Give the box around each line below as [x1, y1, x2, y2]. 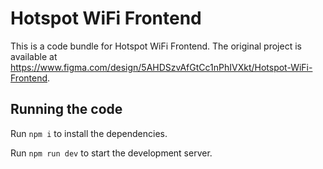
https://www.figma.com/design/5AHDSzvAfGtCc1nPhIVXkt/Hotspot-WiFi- [10, 61, 313, 73]
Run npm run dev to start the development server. [10, 147, 213, 159]
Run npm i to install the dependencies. [10, 127, 168, 139]
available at [10, 50, 58, 62]
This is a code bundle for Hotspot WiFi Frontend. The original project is [10, 40, 302, 52]
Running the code [10, 101, 123, 118]
